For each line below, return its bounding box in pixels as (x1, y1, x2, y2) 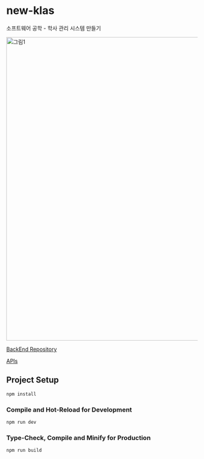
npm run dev (6, 419, 36, 425)
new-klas (6, 4, 55, 18)
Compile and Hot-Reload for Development (6, 405, 132, 413)
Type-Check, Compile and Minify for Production (6, 433, 151, 442)
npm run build (6, 447, 42, 454)
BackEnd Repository (6, 345, 57, 353)
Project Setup (6, 375, 59, 386)
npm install (6, 391, 36, 397)
